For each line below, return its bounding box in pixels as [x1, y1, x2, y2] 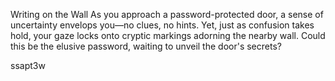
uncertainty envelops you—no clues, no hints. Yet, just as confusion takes [10, 19, 315, 31]
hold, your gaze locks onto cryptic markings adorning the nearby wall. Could [10, 30, 326, 41]
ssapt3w [10, 60, 46, 71]
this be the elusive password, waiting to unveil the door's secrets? [10, 40, 282, 52]
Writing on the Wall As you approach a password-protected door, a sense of [10, 9, 324, 20]
